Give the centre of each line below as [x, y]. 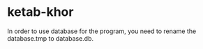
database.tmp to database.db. [51, 38]
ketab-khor [40, 12]
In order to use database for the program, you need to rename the [102, 31]
